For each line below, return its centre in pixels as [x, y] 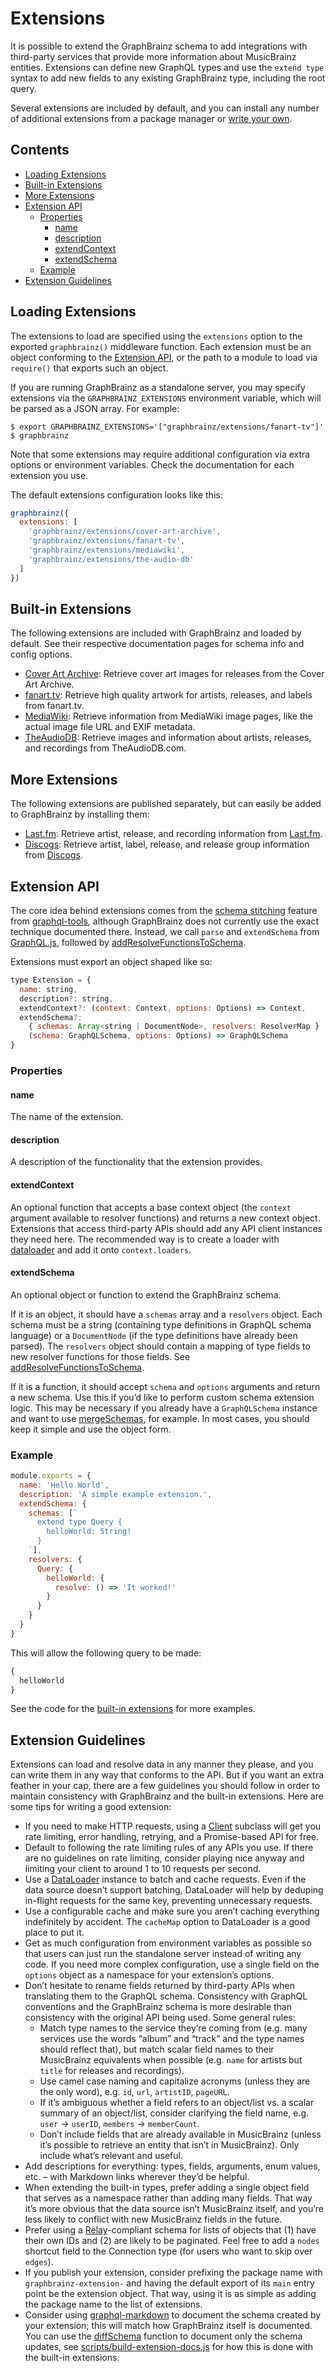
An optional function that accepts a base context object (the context [151, 1207]
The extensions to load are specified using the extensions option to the [156, 336]
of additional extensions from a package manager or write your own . [151, 118]
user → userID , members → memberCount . [119, 2124]
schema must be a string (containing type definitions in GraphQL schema [161, 1324]
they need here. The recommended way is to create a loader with [145, 1239]
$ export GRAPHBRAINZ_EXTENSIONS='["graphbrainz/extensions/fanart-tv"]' [167, 427]
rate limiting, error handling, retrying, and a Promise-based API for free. [172, 1837]
